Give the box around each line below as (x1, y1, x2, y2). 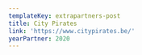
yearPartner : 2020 (8, 34, 70, 43)
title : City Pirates (8, 19, 78, 27)
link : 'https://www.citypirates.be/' (8, 27, 136, 35)
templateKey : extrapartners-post (8, 11, 121, 20)
